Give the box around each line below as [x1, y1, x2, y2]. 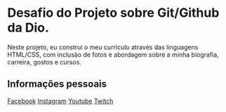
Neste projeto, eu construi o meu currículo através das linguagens [7, 43, 199, 51]
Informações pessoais [7, 78, 107, 90]
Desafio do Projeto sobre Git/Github [7, 5, 220, 21]
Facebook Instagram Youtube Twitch [7, 97, 114, 105]
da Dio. [7, 20, 49, 36]
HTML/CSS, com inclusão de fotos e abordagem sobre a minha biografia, [7, 50, 219, 59]
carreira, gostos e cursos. [7, 57, 82, 66]
